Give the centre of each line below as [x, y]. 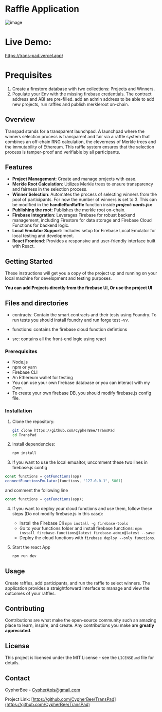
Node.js [20, 362]
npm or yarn [24, 367]
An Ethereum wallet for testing [42, 378]
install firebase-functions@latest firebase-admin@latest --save [87, 533]
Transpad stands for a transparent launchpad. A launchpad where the [75, 131]
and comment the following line [36, 491]
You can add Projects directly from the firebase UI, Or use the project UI [79, 288]
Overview [20, 119]
